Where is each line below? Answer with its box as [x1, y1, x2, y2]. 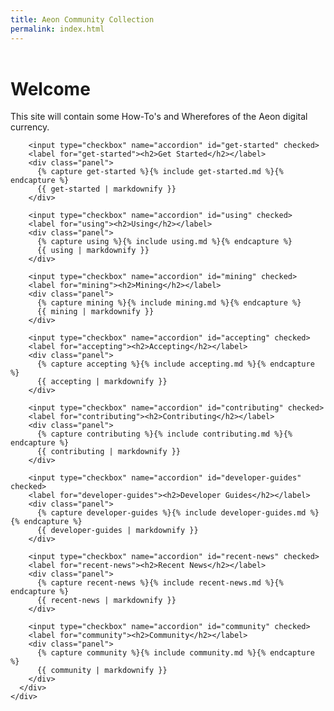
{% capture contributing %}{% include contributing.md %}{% [36, 429, 293, 440]
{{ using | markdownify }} [36, 246, 150, 256]
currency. [10, 121, 50, 133]
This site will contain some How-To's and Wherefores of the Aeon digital [10, 111, 308, 123]
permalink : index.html [10, 24, 105, 34]
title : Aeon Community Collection [10, 14, 155, 25]
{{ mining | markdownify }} [36, 307, 155, 317]
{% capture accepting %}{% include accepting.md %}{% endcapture [36, 359, 315, 370]
